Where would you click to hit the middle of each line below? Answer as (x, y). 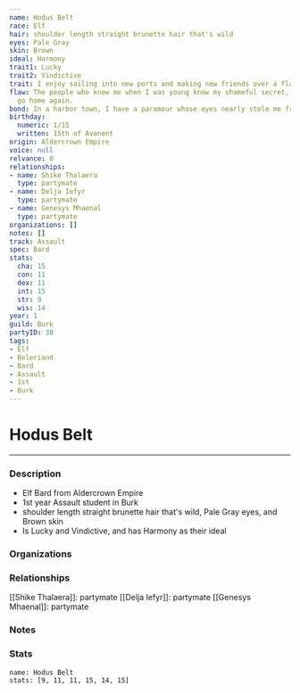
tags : (19, 341)
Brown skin (43, 522)
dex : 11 (32, 283)
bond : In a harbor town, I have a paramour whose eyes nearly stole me (145, 109)
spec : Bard (29, 250)
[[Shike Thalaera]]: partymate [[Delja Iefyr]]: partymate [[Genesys (130, 598)
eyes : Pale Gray (39, 42)
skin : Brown (31, 51)
